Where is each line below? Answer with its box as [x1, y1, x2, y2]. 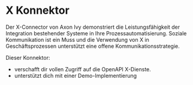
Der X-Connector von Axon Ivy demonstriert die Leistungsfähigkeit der [5, 23, 180, 31]
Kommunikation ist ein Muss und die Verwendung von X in [5, 36, 149, 43]
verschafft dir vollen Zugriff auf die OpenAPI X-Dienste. [14, 65, 151, 72]
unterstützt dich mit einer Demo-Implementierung [14, 72, 137, 79]
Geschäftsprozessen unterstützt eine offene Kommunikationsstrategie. [5, 42, 180, 50]
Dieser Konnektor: [5, 54, 50, 61]
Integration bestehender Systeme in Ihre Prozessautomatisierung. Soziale [5, 29, 187, 37]
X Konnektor [5, 4, 70, 17]
